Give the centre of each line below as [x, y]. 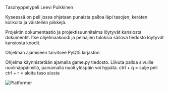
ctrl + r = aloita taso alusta [33, 73]
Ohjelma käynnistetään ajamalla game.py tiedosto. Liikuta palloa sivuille [79, 62]
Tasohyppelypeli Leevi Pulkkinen [39, 7]
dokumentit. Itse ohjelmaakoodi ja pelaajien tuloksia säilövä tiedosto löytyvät [84, 37]
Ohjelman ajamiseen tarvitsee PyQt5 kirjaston [52, 53]
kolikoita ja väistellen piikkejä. [36, 22]
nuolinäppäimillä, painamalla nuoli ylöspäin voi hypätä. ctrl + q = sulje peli [81, 68]
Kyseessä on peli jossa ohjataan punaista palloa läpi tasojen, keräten [76, 17]
